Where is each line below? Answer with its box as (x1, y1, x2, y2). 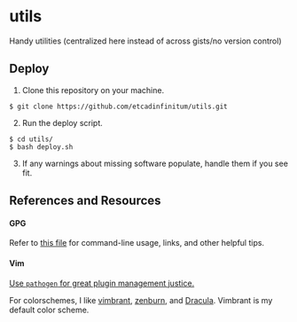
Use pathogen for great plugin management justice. (9, 278, 195, 288)
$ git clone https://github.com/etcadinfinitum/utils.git (9, 102, 228, 111)
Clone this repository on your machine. (21, 84, 165, 95)
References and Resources (9, 193, 161, 208)
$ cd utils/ (9, 135, 53, 144)
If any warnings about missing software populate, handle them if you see (21, 158, 288, 169)
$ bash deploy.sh (9, 142, 74, 152)
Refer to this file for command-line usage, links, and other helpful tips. (9, 238, 264, 248)
